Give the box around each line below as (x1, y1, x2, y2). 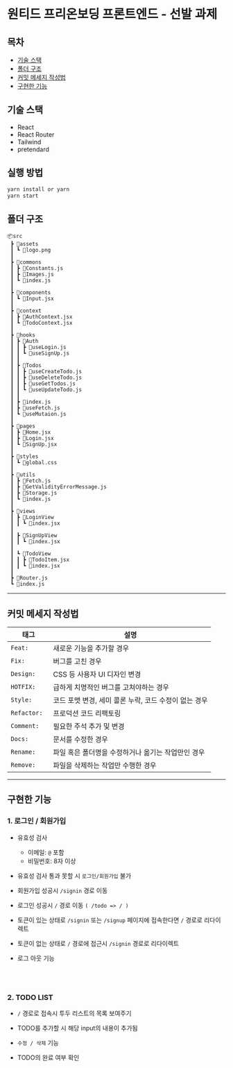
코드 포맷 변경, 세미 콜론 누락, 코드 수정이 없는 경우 (53, 695, 208, 705)
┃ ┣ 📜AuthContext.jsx (10, 314, 73, 321)
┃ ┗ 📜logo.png (10, 247, 51, 254)
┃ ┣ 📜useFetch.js (10, 405, 60, 412)
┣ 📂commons (10, 259, 42, 266)
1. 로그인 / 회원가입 (7, 816, 67, 826)
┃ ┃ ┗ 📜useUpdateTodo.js (10, 387, 82, 393)
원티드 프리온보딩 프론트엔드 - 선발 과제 (7, 6, 218, 22)
